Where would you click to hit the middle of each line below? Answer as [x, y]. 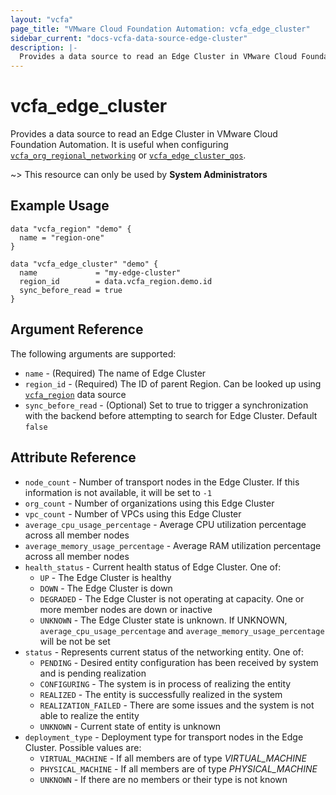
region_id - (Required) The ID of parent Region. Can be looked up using [173, 383]
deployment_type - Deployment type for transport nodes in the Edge [164, 737]
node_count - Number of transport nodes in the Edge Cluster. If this [162, 482]
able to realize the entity [89, 715]
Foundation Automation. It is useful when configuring [119, 145]
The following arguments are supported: [93, 353]
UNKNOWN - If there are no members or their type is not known [163, 779]
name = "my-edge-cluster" [100, 272]
